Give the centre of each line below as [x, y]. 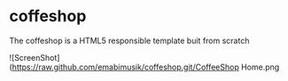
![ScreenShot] [35, 57]
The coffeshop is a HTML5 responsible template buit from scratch [129, 40]
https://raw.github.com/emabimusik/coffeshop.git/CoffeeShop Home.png [146, 67]
